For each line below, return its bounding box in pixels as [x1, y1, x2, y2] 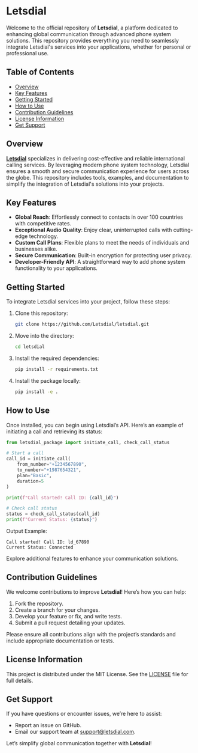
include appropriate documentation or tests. [6, 637, 115, 644]
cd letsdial [14, 344, 45, 350]
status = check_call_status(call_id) [6, 511, 100, 517]
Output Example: [6, 528, 48, 534]
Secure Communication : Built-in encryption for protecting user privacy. [14, 252, 193, 259]
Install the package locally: [14, 377, 81, 384]
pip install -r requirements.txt [14, 366, 99, 372]
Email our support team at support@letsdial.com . [14, 728, 136, 736]
